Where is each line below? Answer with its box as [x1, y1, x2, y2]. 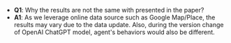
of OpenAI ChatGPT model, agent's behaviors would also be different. [13, 28, 215, 36]
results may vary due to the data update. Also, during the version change [13, 21, 224, 28]
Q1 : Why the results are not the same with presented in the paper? [13, 6, 204, 14]
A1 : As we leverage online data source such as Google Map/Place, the [13, 13, 216, 21]
